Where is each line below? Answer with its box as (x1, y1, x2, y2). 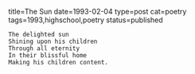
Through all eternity (8, 45, 80, 53)
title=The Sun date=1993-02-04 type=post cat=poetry (8, 7, 187, 16)
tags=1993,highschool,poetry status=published (8, 15, 163, 25)
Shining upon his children (8, 37, 98, 45)
